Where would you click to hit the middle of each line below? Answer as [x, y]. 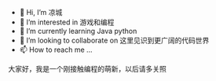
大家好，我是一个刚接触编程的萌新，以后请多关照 [87, 69]
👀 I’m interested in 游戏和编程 [67, 22]
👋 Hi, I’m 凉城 [41, 12]
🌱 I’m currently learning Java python [78, 31]
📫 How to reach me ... [56, 50]
